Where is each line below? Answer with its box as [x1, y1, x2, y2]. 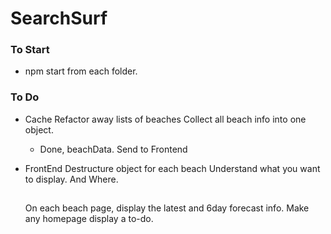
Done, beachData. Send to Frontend [39, 143, 188, 155]
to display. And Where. [24, 173, 119, 185]
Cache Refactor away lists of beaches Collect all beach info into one [24, 113, 307, 125]
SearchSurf [10, 7, 108, 30]
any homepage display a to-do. [24, 213, 154, 225]
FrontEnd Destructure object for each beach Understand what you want [24, 162, 321, 174]
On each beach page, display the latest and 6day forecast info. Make [24, 202, 310, 214]
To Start [10, 43, 50, 57]
